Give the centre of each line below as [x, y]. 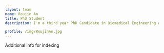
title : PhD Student [25, 18]
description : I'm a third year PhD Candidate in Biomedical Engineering [81, 23]
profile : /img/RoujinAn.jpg [34, 32]
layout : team [18, 9]
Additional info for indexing [32, 45]
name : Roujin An [21, 14]
